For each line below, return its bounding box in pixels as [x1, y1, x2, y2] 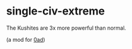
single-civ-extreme [6, 4, 105, 18]
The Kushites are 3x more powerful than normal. [6, 24, 127, 31]
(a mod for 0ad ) [6, 36, 45, 43]
